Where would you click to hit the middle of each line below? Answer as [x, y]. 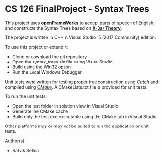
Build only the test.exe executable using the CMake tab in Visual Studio [84, 116]
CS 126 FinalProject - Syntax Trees [77, 9]
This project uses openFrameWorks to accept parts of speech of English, [80, 23]
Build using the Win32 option [42, 67]
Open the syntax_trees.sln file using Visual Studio [62, 62]
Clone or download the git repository [49, 56]
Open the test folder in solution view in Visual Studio [65, 106]
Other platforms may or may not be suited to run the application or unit [77, 126]
